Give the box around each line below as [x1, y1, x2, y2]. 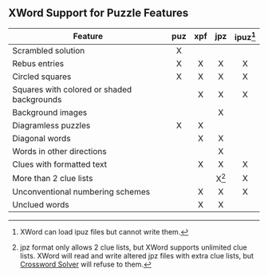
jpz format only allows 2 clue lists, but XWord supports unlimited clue [19, 242, 247, 252]
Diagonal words [12, 133, 71, 144]
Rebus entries [12, 58, 65, 69]
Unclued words [12, 199, 69, 211]
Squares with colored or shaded [12, 84, 132, 95]
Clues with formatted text [12, 159, 108, 170]
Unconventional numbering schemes [12, 187, 150, 198]
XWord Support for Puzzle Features [8, 6, 189, 20]
